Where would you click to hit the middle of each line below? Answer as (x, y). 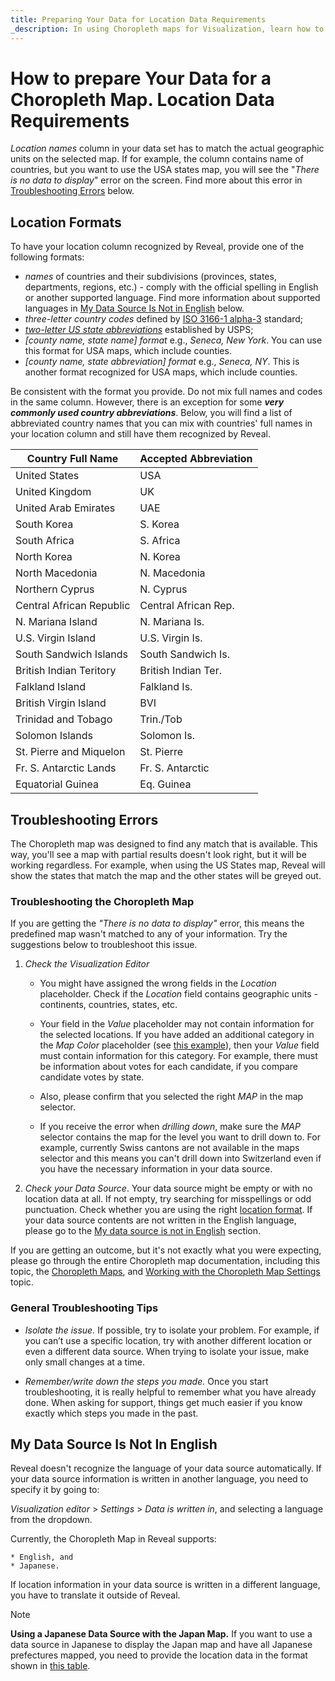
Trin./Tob (161, 719)
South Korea (44, 524)
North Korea (44, 557)
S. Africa (160, 541)
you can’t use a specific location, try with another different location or (168, 1340)
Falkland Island (50, 687)
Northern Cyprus (55, 589)
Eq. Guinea (165, 784)
